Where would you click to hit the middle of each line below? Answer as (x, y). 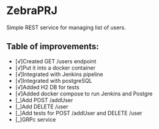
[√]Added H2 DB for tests (47, 87)
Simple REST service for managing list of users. (66, 27)
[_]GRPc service (35, 119)
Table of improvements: (53, 47)
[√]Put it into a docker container (55, 68)
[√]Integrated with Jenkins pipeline (59, 74)
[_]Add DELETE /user (42, 106)
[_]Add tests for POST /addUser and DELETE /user (79, 113)
